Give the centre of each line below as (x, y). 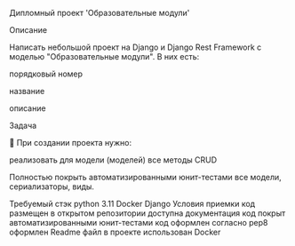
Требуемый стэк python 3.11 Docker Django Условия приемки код (132, 204)
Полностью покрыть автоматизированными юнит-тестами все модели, (145, 177)
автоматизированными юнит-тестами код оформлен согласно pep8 (139, 222)
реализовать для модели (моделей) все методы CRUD (113, 160)
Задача (23, 125)
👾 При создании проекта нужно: (70, 143)
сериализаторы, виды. (52, 186)
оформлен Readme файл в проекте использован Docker (115, 232)
